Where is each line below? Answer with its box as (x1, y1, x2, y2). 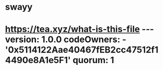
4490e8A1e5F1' (5, 55, 71, 66)
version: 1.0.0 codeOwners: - (5, 34, 127, 45)
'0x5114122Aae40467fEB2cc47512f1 (5, 44, 159, 55)
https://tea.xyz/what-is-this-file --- (5, 24, 154, 35)
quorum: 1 (73, 55, 114, 66)
